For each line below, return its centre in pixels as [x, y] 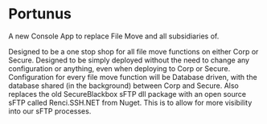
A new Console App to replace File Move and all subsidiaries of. [114, 36]
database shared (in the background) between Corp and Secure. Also [123, 86]
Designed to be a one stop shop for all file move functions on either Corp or [133, 51]
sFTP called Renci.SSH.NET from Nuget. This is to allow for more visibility [130, 102]
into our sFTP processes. [50, 111]
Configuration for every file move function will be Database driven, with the [133, 77]
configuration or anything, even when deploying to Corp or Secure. [119, 68]
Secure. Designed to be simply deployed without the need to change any [129, 60]
